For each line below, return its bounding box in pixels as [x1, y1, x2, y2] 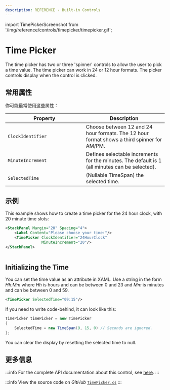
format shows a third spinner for [86, 136, 162, 143]
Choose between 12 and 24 [86, 123, 153, 131]
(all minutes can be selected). [86, 164, 156, 171]
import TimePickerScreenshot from [5, 21, 78, 27]
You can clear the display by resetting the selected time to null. [5, 339, 137, 345]
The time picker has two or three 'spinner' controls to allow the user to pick [5, 61, 162, 68]
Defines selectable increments [86, 151, 158, 158]
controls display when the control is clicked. [5, 72, 97, 78]
